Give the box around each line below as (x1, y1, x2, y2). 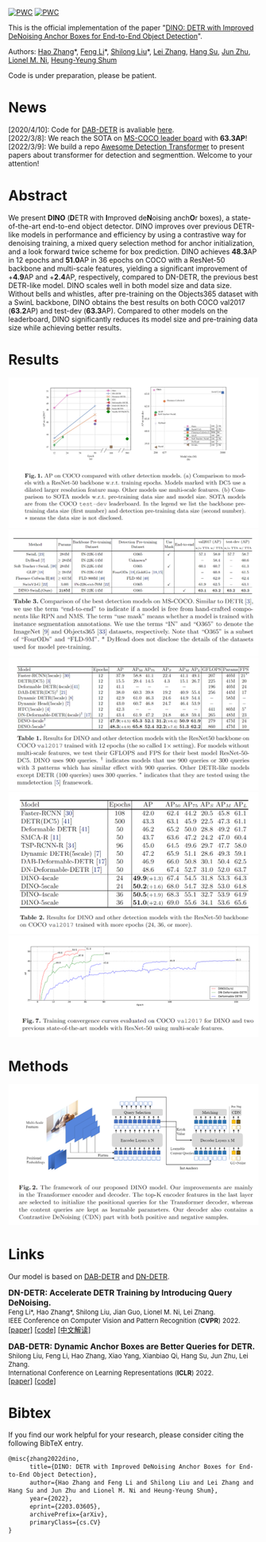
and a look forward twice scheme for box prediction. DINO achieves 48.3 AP (8, 247, 257, 256)
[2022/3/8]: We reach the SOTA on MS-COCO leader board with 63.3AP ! (8, 133, 248, 142)
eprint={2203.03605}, (29, 1503, 102, 1511)
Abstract (8, 187, 67, 205)
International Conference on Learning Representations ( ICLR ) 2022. (8, 1368, 214, 1377)
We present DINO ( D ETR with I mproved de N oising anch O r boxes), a (8, 213, 230, 222)
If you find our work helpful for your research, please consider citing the (8, 1430, 245, 1440)
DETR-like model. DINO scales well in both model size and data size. (8, 280, 232, 290)
